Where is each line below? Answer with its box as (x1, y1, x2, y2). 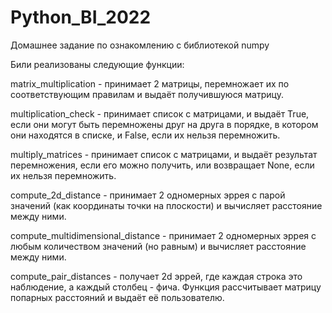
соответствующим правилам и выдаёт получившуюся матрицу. (10, 88, 284, 100)
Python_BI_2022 (10, 6, 152, 29)
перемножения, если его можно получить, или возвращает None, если (10, 159, 315, 171)
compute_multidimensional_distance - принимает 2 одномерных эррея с (10, 229, 317, 241)
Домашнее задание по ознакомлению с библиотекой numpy (10, 39, 270, 51)
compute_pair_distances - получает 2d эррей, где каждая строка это (10, 270, 303, 282)
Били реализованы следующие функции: (10, 58, 185, 70)
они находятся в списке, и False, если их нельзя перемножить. (10, 129, 281, 141)
